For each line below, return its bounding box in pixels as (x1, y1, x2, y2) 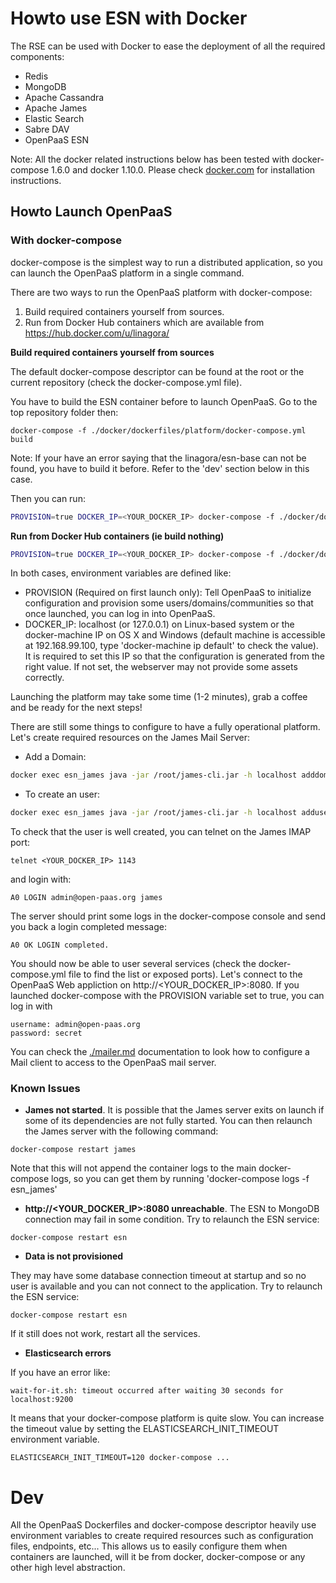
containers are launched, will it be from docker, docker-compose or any (10, 1551, 306, 1563)
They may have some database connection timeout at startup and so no (10, 1270, 307, 1282)
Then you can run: (10, 492, 86, 504)
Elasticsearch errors (24, 1347, 112, 1359)
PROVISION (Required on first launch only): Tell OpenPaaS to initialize (24, 587, 312, 599)
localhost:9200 (10, 1395, 74, 1405)
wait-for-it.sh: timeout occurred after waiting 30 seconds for (10, 1386, 284, 1396)
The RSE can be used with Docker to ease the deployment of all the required (10, 40, 326, 52)
